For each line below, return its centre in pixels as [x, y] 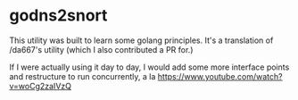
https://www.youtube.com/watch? [220, 76]
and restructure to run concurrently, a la [83, 76]
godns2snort [58, 16]
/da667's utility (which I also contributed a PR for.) [101, 49]
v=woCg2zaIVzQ [40, 86]
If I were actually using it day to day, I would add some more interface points [149, 67]
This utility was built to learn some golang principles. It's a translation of [141, 40]
